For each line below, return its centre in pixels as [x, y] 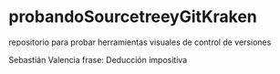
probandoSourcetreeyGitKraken [133, 17]
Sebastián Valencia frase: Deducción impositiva [98, 59]
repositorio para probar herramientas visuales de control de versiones [140, 42]
